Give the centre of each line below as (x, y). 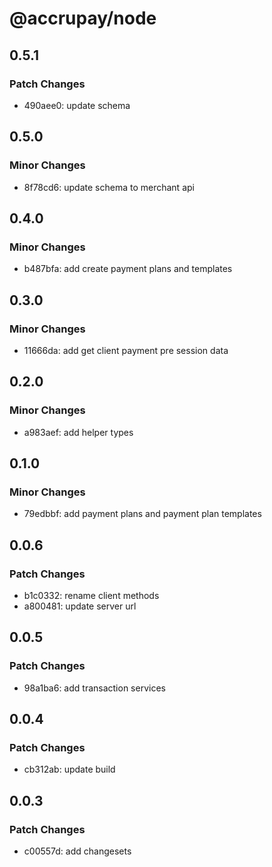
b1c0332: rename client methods (91, 595)
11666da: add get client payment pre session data (126, 350)
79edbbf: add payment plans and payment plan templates (142, 514)
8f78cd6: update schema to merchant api (109, 187)
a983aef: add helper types (78, 432)
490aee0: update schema (77, 105)
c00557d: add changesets (77, 851)
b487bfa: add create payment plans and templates (128, 269)
